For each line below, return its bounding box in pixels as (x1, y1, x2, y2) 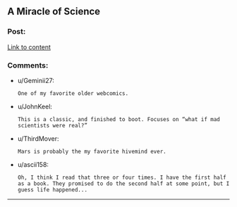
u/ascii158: (17, 160, 49, 168)
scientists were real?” (17, 122, 88, 129)
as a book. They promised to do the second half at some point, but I (17, 180, 230, 187)
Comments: (7, 60, 49, 70)
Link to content (7, 42, 51, 51)
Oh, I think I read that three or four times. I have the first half (17, 174, 227, 181)
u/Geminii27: (17, 76, 54, 84)
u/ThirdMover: (17, 134, 59, 143)
